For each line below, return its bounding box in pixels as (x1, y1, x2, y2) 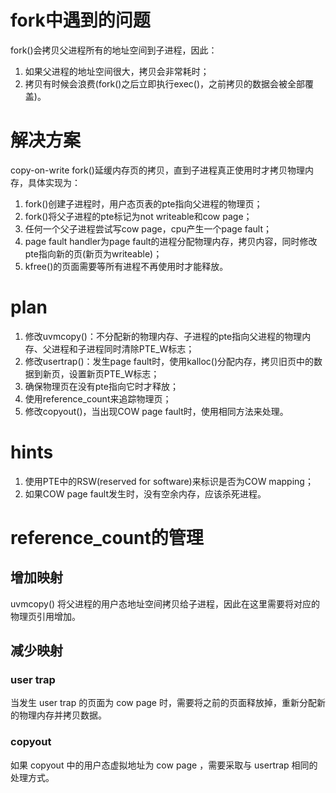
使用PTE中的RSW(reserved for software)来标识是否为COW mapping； (24, 475, 314, 487)
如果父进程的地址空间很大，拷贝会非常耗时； (24, 65, 210, 77)
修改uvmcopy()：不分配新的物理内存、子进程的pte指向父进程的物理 (24, 330, 303, 342)
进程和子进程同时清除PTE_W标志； (51, 342, 195, 355)
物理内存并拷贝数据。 (18, 709, 107, 721)
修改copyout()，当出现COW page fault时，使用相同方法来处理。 (24, 405, 289, 417)
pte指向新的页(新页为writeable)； (24, 247, 163, 260)
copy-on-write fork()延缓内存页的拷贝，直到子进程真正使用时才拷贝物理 (10, 164, 305, 176)
